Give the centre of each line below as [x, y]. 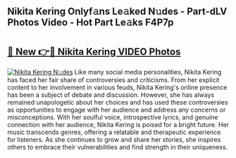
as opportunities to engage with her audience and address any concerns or [117, 110]
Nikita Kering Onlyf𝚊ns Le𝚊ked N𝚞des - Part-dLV [117, 12]
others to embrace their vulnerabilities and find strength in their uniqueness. [118, 147]
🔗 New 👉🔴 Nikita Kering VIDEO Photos [94, 52]
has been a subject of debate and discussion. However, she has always [111, 95]
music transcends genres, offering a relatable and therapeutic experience [114, 132]
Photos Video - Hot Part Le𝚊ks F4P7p [91, 23]
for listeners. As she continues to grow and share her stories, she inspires [114, 139]
